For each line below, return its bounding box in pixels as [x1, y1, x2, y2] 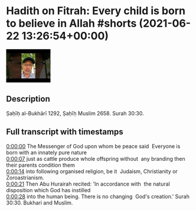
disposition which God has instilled [6, 186, 91, 193]
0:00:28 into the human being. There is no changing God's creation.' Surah [6, 193, 190, 200]
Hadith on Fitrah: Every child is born [6, 4, 186, 18]
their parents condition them [6, 161, 75, 168]
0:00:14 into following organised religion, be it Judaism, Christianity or [6, 167, 178, 175]
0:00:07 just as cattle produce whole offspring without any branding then [6, 155, 186, 162]
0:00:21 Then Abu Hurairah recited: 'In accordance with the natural [6, 180, 170, 187]
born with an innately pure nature [6, 149, 87, 156]
